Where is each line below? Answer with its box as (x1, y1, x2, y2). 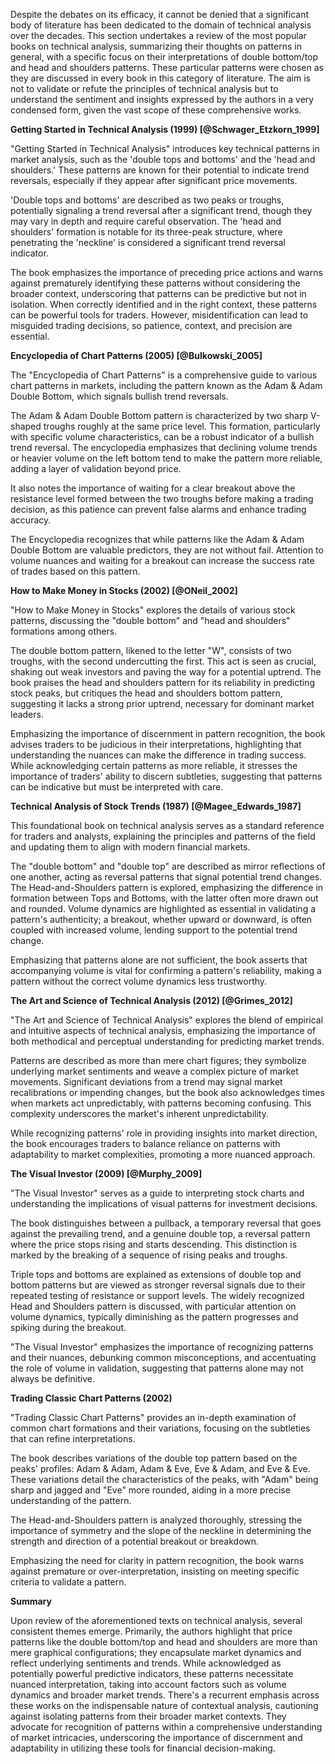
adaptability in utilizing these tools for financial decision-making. (10, 1742, 276, 1754)
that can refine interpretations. (10, 1433, 136, 1444)
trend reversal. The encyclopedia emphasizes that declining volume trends (10, 442, 318, 453)
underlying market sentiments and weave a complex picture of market (10, 1065, 299, 1077)
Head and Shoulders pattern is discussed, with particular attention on (10, 1300, 297, 1312)
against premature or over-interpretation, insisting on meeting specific (10, 1565, 300, 1577)
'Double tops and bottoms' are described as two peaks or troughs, (10, 194, 285, 206)
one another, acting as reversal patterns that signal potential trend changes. (10, 871, 323, 883)
